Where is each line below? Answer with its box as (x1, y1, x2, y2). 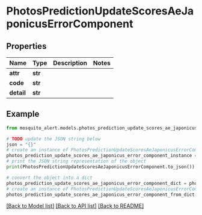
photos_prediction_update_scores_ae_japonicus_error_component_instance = (6, 152, 198, 159)
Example (6, 109, 40, 119)
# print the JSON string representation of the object (6, 158, 147, 164)
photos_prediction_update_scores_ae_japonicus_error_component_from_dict (6, 192, 195, 198)
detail (9, 89, 26, 97)
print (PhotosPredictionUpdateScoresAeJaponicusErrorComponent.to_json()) (6, 164, 195, 170)
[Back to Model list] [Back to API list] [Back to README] (6, 202, 144, 210)
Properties (6, 41, 47, 51)
